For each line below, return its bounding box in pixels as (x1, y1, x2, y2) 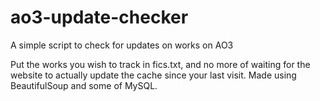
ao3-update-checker (10, 6, 189, 29)
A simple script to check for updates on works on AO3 (10, 39, 234, 51)
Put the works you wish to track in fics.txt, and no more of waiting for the (10, 58, 311, 70)
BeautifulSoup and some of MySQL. (10, 79, 158, 91)
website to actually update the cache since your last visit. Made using (10, 69, 297, 81)
